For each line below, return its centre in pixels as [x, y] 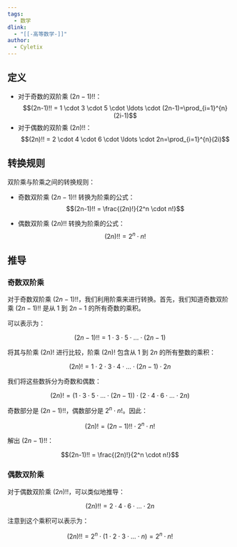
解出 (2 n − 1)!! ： [30, 441]
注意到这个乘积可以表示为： [48, 521]
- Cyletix [28, 47]
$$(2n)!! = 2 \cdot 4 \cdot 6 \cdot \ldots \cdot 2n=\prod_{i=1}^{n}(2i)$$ [125, 139]
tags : [15, 14]
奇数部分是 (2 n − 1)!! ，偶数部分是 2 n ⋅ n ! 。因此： [78, 409]
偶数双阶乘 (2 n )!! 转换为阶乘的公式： [71, 223]
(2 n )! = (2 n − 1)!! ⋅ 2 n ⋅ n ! [120, 425]
